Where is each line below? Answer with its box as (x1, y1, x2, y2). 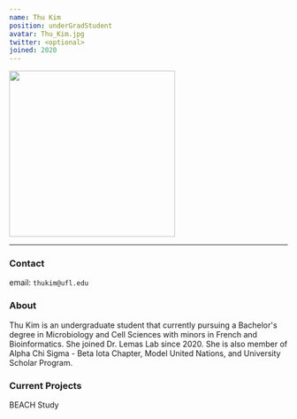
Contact (9, 258, 45, 270)
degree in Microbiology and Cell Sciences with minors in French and (9, 329, 258, 339)
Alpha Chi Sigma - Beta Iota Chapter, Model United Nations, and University (9, 347, 281, 359)
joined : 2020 (9, 46, 57, 55)
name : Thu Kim (9, 12, 62, 22)
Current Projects (9, 379, 82, 392)
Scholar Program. (9, 357, 73, 368)
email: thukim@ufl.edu (9, 277, 89, 288)
